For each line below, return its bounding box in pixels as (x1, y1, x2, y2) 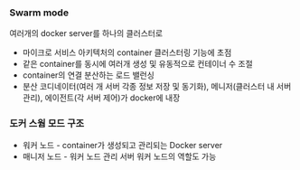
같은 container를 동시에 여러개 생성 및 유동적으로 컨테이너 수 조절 (22, 59, 253, 70)
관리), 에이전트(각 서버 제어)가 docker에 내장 (22, 92, 181, 103)
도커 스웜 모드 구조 (9, 118, 85, 130)
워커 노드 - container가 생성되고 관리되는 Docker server (22, 139, 223, 150)
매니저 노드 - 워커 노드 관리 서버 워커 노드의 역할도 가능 (22, 151, 217, 162)
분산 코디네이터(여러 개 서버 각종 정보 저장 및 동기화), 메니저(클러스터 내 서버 (22, 81, 292, 92)
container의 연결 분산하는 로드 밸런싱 (22, 70, 155, 80)
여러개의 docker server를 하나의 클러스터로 (9, 28, 164, 39)
